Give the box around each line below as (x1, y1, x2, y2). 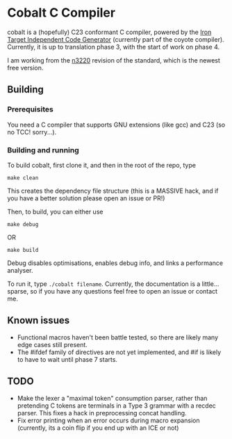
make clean (7, 174, 39, 182)
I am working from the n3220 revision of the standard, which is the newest (7, 56, 221, 64)
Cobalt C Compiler (7, 5, 116, 21)
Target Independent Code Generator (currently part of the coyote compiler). (7, 35, 224, 43)
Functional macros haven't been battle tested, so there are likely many (17, 333, 219, 342)
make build (7, 246, 39, 253)
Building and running (7, 145, 80, 154)
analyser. (7, 266, 33, 274)
